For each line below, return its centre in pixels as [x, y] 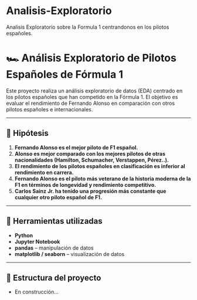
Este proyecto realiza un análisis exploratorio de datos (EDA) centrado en [94, 91]
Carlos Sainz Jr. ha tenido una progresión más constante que [90, 191]
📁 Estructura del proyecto [54, 277]
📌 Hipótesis [27, 133]
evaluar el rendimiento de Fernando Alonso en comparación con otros [90, 103]
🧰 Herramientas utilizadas [54, 221]
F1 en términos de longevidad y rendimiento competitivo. [85, 185]
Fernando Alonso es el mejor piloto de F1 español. [76, 147]
